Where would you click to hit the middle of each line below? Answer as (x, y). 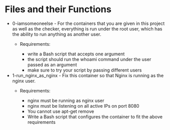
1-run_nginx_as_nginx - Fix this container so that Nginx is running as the (88, 75)
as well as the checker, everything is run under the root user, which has (87, 28)
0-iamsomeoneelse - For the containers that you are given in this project (88, 23)
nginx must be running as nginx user (66, 101)
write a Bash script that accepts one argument (76, 54)
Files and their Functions (58, 9)
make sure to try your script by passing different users (84, 70)
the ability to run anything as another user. (57, 34)
